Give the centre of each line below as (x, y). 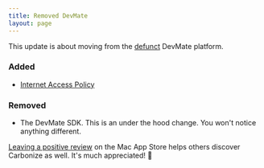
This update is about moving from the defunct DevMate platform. (116, 46)
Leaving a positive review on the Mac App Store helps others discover (124, 147)
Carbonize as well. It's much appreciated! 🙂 (80, 156)
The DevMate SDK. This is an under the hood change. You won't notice (138, 123)
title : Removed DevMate (48, 16)
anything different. (51, 131)
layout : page (30, 23)
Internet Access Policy (57, 84)
